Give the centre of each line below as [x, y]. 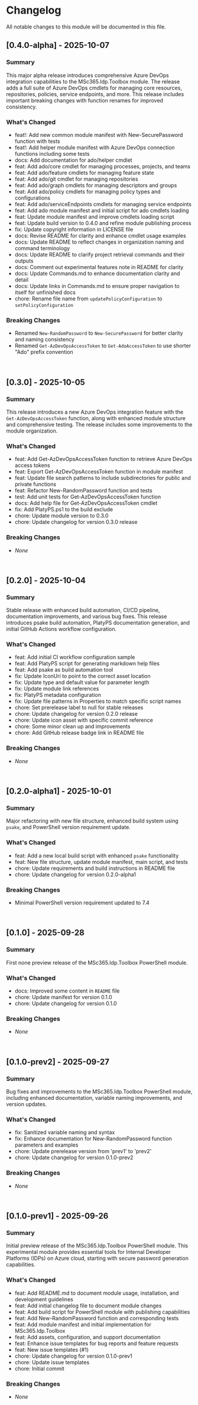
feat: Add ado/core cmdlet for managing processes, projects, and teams [103, 166]
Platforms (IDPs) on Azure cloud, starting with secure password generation [98, 1258]
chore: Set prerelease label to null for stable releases [79, 708]
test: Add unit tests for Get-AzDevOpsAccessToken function [88, 497]
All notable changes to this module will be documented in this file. [86, 27]
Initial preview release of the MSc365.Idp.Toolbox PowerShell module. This [97, 1246]
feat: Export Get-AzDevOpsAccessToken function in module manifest [99, 472]
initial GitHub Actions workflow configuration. [61, 629]
